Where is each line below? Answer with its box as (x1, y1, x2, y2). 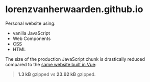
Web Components (12, 35, 51, 42)
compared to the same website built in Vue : (5, 61, 97, 67)
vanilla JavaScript (12, 30, 50, 36)
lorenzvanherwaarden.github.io (5, 4, 143, 15)
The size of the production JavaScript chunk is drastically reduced (5, 56, 145, 62)
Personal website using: (5, 20, 56, 26)
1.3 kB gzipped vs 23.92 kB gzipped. (17, 71, 96, 77)
